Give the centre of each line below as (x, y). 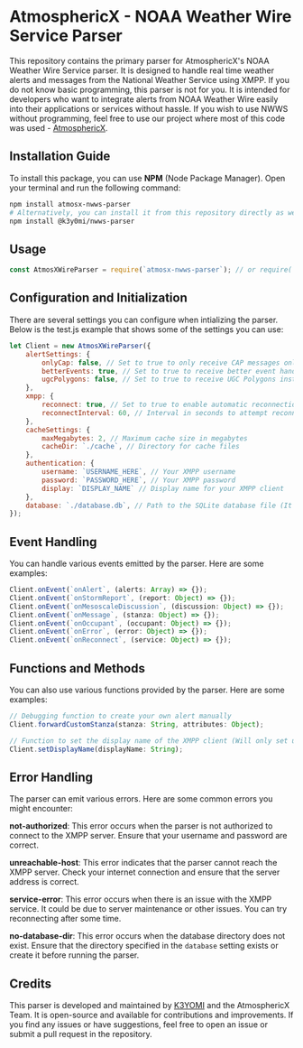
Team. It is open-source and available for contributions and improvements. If (151, 1015)
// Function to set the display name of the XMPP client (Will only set (149, 741)
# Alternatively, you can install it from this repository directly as (147, 213)
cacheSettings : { (58, 430)
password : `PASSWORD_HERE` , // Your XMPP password (139, 480)
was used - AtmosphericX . (59, 127)
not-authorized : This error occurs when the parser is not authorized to (141, 826)
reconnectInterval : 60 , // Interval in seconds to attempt (155, 413)
